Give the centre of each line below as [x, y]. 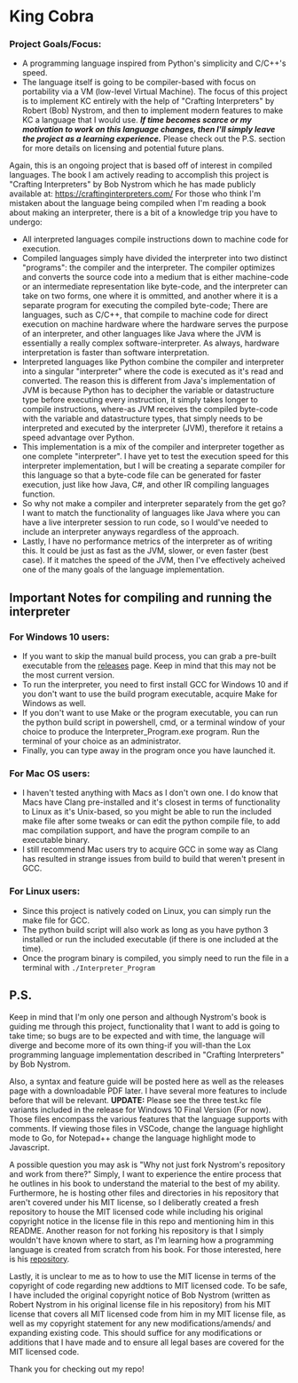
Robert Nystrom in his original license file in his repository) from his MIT [141, 1304]
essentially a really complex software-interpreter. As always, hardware [150, 343]
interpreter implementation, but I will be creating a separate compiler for [153, 466]
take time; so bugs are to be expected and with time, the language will [137, 1036]
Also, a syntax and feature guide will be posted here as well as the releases [147, 1081]
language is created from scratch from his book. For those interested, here [145, 1249]
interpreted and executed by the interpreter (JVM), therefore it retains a [153, 428]
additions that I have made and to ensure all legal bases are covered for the [147, 1342]
